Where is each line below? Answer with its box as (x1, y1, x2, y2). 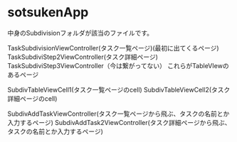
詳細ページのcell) (7, 94, 58, 103)
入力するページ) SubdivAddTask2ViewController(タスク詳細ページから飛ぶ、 (7, 118, 231, 126)
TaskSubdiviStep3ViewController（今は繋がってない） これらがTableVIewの (7, 61, 229, 70)
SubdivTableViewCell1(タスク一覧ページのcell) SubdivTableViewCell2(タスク (7, 85, 231, 94)
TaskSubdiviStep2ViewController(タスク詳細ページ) (7, 53, 159, 61)
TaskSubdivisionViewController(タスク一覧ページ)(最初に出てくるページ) (7, 43, 219, 52)
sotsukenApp (7, 4, 89, 21)
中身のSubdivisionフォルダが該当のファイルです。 (7, 28, 154, 37)
